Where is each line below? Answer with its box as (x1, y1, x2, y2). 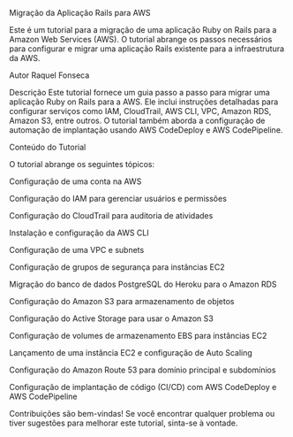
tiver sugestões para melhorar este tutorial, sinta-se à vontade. (9, 418, 238, 428)
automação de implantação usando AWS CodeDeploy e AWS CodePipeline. (9, 125, 283, 135)
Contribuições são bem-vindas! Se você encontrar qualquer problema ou (9, 409, 275, 418)
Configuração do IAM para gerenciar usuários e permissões (9, 194, 228, 203)
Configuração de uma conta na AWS (9, 176, 142, 187)
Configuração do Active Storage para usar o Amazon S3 (9, 313, 214, 324)
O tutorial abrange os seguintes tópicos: (9, 159, 155, 169)
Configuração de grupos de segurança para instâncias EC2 (9, 262, 225, 272)
